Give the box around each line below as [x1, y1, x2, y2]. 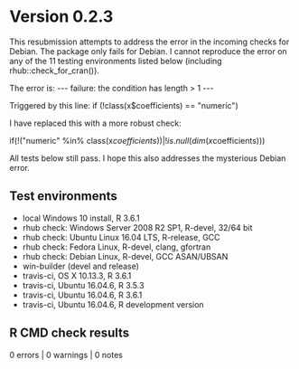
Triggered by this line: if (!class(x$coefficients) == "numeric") [9, 99, 238, 110]
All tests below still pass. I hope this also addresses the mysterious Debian [9, 152, 286, 164]
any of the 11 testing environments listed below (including [9, 55, 223, 66]
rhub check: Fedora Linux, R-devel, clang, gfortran [22, 241, 211, 252]
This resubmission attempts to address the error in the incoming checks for [9, 36, 290, 47]
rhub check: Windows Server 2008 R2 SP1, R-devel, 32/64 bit [22, 222, 253, 232]
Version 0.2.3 [9, 6, 114, 27]
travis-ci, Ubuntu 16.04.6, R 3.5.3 [22, 279, 145, 290]
